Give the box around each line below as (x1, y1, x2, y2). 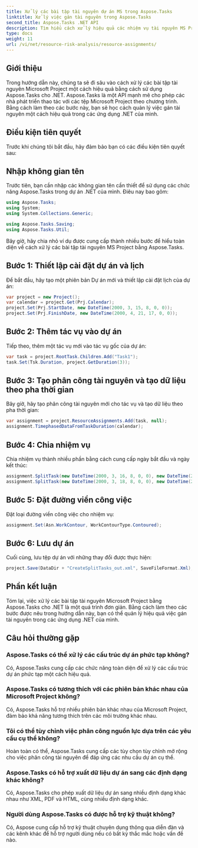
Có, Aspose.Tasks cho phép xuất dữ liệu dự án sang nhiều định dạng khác (6, 789, 187, 796)
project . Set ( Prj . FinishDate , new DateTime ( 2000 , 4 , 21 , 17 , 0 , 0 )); (6, 311, 178, 316)
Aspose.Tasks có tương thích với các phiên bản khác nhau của (6, 685, 189, 693)
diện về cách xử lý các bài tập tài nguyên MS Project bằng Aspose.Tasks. (6, 243, 184, 250)
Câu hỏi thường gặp (6, 633, 80, 643)
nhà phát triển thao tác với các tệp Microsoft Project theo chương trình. (6, 98, 179, 105)
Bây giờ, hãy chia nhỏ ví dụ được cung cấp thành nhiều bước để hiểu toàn (6, 237, 185, 245)
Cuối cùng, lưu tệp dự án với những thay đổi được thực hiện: (6, 554, 152, 561)
